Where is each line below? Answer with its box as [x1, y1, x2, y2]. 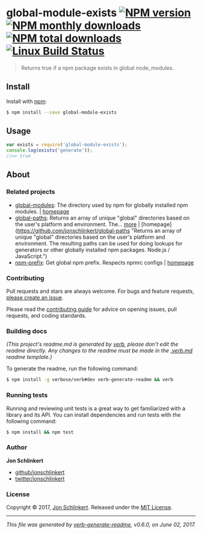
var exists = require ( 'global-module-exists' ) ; [6, 142, 128, 148]
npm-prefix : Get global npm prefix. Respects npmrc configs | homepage [14, 259, 194, 266]
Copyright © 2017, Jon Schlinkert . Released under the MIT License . [6, 503, 173, 511]
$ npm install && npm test [6, 429, 74, 435]
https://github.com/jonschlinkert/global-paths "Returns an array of [17, 227, 182, 234]
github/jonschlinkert [14, 468, 65, 476]
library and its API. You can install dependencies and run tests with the [6, 411, 181, 418]
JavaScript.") [14, 253, 47, 260]
